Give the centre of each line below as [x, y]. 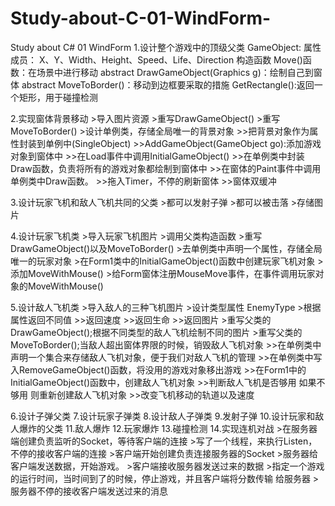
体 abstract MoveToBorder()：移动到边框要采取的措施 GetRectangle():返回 [162, 84]
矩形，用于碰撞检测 [58, 97]
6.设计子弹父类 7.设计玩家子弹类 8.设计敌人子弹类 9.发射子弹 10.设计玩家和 [163, 416]
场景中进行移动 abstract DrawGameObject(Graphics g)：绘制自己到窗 [179, 72]
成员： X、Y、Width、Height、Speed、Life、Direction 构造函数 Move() [156, 59]
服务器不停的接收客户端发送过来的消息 [89, 491]
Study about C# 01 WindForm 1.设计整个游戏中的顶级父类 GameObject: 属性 [166, 47]
